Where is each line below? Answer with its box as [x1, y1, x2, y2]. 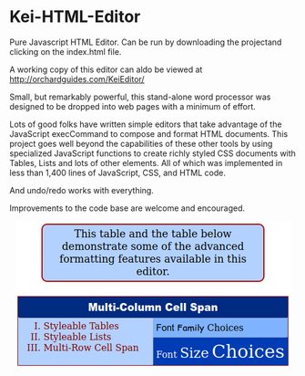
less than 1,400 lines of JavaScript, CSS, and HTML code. [9, 167, 226, 178]
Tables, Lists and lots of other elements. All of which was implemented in [9, 157, 283, 168]
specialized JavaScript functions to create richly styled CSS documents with [9, 148, 296, 159]
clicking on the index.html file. [9, 46, 122, 57]
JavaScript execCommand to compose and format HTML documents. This [9, 128, 289, 139]
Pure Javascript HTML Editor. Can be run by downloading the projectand [9, 37, 282, 47]
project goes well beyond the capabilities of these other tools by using [9, 138, 273, 149]
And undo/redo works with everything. [9, 184, 155, 195]
